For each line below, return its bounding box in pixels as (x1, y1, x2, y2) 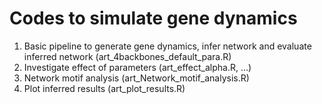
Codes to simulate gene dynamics (9, 7, 298, 30)
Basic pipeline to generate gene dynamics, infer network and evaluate (23, 40, 312, 52)
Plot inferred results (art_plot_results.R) (23, 82, 186, 94)
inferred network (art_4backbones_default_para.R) (23, 50, 232, 62)
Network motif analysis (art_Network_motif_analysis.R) (23, 72, 250, 84)
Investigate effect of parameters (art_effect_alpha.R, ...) (23, 61, 252, 73)
